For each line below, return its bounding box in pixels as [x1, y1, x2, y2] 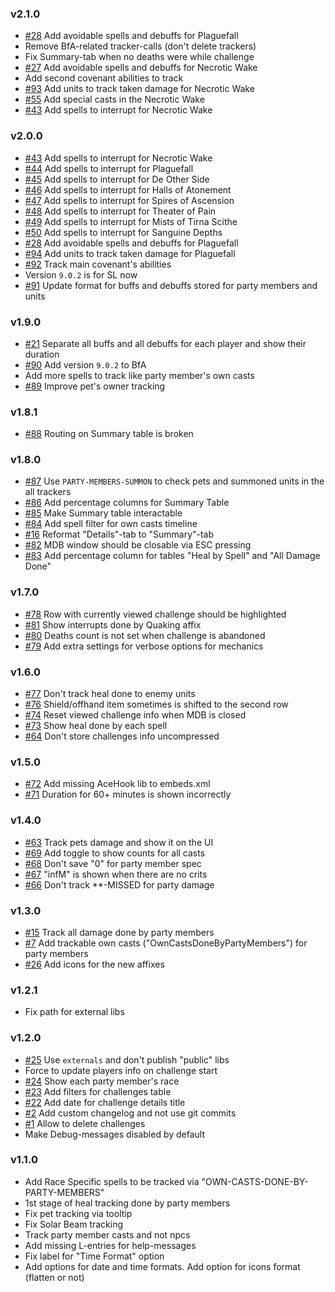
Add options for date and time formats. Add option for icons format [24, 1260, 301, 1272]
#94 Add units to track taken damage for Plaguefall [24, 247, 236, 259]
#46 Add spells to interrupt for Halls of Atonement [24, 183, 232, 196]
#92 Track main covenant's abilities [24, 258, 172, 270]
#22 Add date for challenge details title [24, 1096, 186, 1108]
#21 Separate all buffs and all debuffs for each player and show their [24, 337, 307, 349]
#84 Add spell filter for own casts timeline [24, 518, 198, 530]
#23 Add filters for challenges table [24, 1085, 172, 1097]
